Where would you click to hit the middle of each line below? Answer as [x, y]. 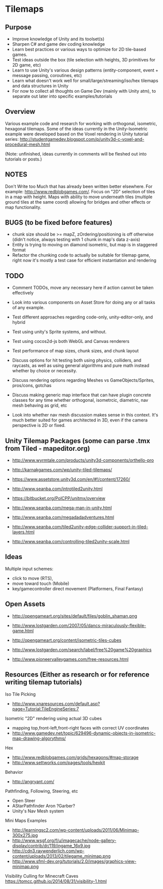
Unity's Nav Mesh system [38, 811]
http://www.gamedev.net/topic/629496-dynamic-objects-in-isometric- [84, 733]
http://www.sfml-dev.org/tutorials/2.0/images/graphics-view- [74, 861]
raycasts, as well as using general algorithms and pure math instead [81, 366]
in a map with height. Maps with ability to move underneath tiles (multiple [79, 197]
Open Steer [24, 800]
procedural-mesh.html [28, 144]
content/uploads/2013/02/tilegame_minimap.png [61, 856]
